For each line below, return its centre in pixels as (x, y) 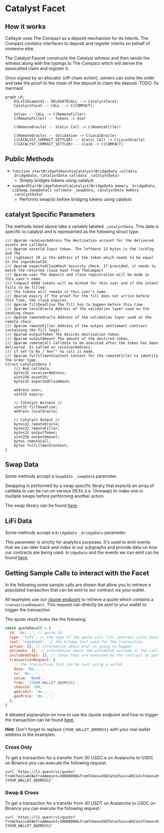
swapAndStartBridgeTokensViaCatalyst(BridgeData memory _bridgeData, (84, 186)
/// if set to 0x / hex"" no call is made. (50, 351)
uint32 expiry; (29, 394)
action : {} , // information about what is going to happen (71, 646)
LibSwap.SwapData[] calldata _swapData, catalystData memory (76, 190)
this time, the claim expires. (37, 300)
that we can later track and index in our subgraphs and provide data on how (81, 548)
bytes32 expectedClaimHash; (42, 381)
